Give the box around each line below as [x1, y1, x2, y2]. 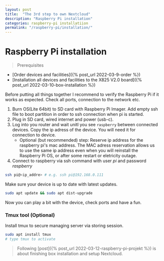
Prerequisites [17, 62, 44, 68]
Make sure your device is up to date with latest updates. [5, 181, 118, 187]
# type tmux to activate [5, 237, 56, 242]
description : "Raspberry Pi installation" [5, 16, 93, 21]
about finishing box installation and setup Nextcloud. [17, 250, 123, 256]
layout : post [5, 7, 32, 12]
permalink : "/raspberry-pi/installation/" [5, 25, 93, 30]
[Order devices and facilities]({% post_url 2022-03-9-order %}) [12, 72, 141, 78]
